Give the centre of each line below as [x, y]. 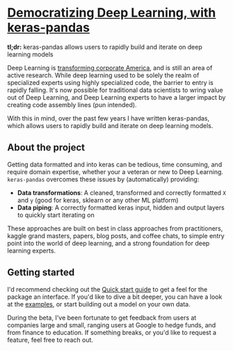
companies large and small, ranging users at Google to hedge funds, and [112, 325]
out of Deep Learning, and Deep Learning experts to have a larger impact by [116, 97]
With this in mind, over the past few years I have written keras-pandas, [109, 118]
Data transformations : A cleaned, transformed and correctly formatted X [121, 192]
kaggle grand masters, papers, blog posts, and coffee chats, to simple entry [116, 235]
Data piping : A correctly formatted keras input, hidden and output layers [121, 208]
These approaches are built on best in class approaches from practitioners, [115, 228]
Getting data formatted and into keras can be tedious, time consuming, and [115, 164]
